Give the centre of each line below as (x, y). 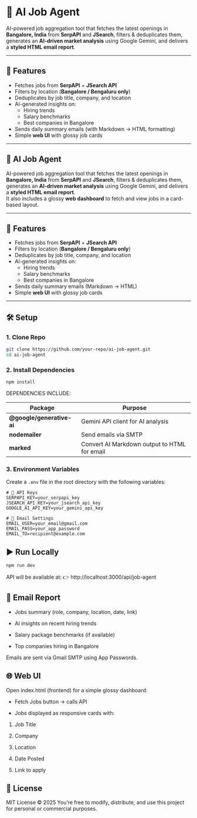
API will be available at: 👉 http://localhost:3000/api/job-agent (81, 577)
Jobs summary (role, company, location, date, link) (76, 612)
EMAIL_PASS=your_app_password (43, 529)
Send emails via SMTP (112, 435)
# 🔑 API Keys (22, 493)
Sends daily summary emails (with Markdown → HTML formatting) (95, 129)
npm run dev (21, 566)
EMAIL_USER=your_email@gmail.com (47, 524)
